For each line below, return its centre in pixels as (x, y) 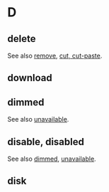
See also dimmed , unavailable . (52, 159)
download (30, 78)
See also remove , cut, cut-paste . (55, 55)
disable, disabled (46, 142)
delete (22, 39)
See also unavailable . (38, 119)
